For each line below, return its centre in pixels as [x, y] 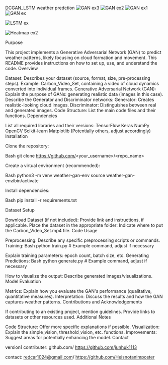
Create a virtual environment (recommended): [53, 166]
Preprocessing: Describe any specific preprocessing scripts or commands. [83, 240]
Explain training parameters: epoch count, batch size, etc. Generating [77, 255]
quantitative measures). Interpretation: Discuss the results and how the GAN [84, 296]
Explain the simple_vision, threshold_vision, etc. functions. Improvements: [81, 332]
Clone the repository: [27, 146]
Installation [17, 136]
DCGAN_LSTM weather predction [40, 8]
